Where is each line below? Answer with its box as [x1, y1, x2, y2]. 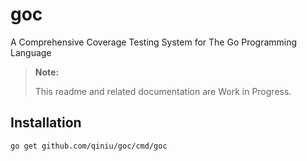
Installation [10, 114, 82, 132]
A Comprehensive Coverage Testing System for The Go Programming [10, 36, 298, 48]
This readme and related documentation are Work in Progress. [34, 85, 292, 97]
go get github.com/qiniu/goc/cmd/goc [10, 141, 168, 151]
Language [10, 46, 52, 58]
